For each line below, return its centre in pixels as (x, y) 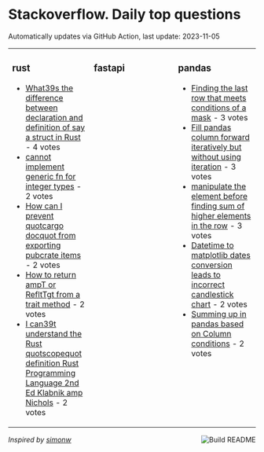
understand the (54, 333)
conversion (212, 265)
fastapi (110, 68)
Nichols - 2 (47, 402)
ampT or (41, 285)
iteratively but (216, 147)
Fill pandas (211, 127)
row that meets (219, 97)
